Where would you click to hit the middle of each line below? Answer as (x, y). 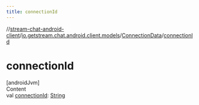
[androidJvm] (23, 82)
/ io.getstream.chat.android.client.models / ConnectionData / (92, 35)
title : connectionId (32, 12)
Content (16, 89)
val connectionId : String (36, 95)
